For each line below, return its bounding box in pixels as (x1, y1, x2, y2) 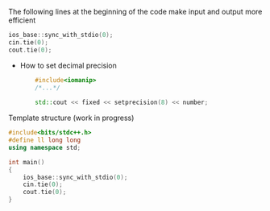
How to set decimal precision (19, 60, 117, 70)
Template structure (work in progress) (8, 113, 135, 123)
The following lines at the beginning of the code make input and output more (8, 7, 263, 16)
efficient (8, 15, 36, 25)
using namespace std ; (8, 143, 81, 151)
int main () (8, 158, 45, 166)
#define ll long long (8, 136, 81, 144)
